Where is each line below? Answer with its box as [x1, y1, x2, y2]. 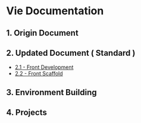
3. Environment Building [6, 87, 97, 97]
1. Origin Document [6, 28, 79, 38]
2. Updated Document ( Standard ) [6, 48, 136, 58]
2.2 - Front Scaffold [14, 70, 64, 77]
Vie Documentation [6, 4, 104, 18]
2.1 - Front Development [14, 64, 74, 71]
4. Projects [6, 108, 48, 118]
